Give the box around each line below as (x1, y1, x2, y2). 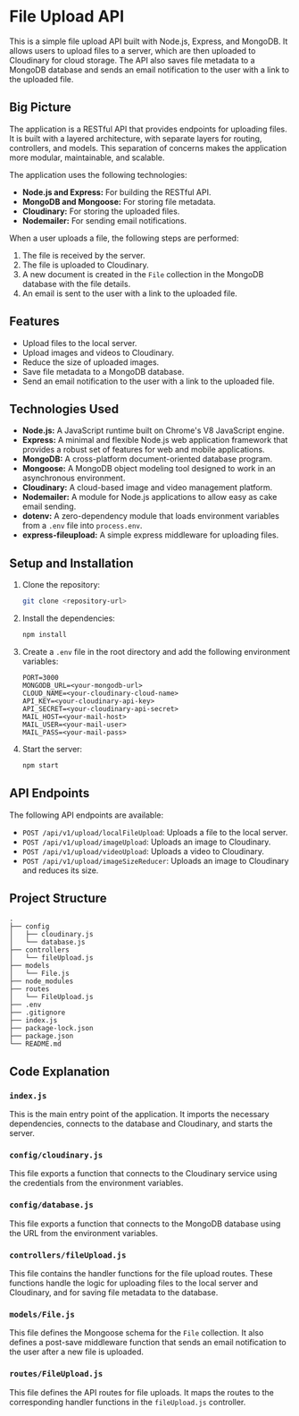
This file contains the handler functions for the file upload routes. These (9, 1268, 273, 1279)
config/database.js (9, 1200, 94, 1210)
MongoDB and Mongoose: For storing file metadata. (21, 196, 216, 207)
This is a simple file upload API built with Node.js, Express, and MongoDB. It (9, 36, 288, 47)
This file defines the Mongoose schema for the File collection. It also (9, 1327, 264, 1338)
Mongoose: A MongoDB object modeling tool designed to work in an (21, 463, 276, 474)
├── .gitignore (9, 1008, 66, 1017)
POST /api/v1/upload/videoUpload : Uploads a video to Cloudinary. (21, 845, 265, 856)
